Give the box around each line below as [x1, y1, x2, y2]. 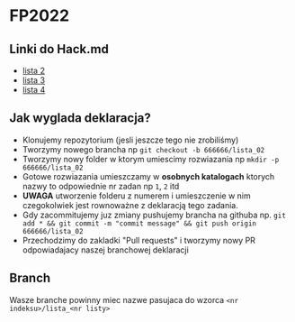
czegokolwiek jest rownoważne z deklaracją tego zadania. [22, 199, 238, 210]
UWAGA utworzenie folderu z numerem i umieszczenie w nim [22, 190, 251, 201]
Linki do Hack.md [9, 41, 110, 57]
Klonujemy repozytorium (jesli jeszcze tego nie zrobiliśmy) [22, 134, 239, 145]
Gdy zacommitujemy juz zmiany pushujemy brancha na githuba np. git [22, 209, 286, 220]
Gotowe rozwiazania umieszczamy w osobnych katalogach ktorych [22, 170, 275, 181]
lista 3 [22, 75, 46, 86]
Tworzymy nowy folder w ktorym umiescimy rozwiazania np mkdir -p [22, 153, 280, 164]
